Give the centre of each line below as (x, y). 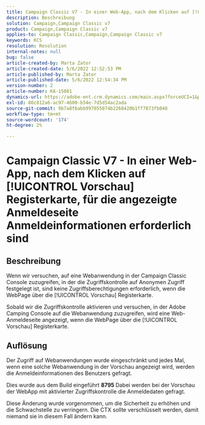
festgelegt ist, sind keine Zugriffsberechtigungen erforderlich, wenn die (96, 289)
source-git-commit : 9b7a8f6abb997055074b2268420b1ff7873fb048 (87, 108)
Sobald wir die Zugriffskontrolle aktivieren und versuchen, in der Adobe (96, 307)
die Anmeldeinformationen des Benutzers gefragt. (69, 373)
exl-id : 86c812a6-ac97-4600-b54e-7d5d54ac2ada (67, 102)
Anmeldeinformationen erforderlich (99, 226)
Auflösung (27, 345)
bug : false (20, 57)
